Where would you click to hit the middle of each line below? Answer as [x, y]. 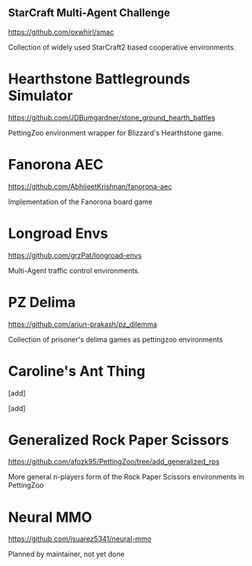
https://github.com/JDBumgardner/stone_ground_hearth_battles [112, 117]
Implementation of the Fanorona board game [80, 202]
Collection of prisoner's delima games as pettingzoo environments [116, 339]
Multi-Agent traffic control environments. [74, 270]
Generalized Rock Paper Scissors [119, 440]
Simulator [40, 96]
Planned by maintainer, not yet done [66, 554]
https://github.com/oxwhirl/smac [61, 31]
